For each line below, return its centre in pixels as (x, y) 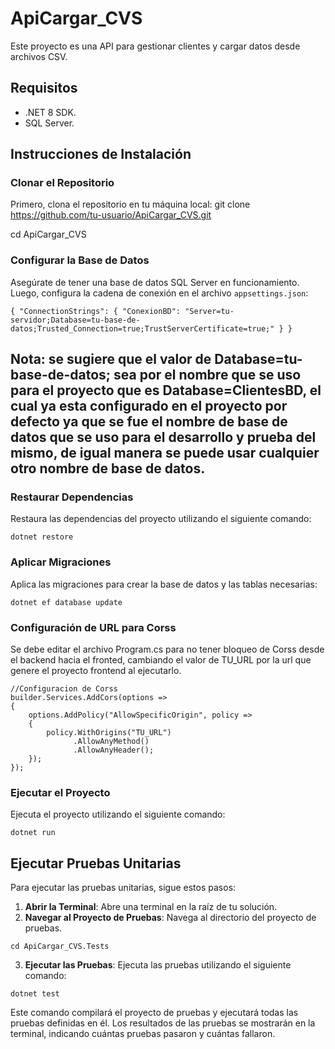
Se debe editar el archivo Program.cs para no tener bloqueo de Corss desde (167, 649)
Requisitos (44, 88)
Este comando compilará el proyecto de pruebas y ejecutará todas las (154, 1013)
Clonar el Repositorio (62, 183)
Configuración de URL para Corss (93, 627)
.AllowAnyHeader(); (114, 750)
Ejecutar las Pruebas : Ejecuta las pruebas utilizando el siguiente (158, 965)
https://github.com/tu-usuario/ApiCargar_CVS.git (111, 215)
